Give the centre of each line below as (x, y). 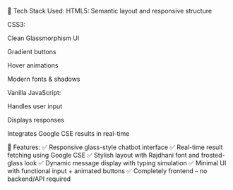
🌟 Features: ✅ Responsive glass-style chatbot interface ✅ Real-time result (115, 147)
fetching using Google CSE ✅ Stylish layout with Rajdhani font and (103, 155)
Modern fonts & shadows (44, 79)
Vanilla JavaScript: (34, 93)
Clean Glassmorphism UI (43, 38)
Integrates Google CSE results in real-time (68, 133)
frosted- (213, 155)
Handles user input (35, 106)
